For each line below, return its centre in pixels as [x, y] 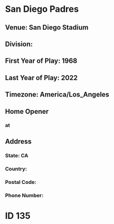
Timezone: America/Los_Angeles [57, 95]
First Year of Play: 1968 [41, 61]
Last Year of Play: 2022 [41, 78]
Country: [16, 169]
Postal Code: [21, 182]
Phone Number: [24, 195]
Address [18, 141]
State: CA [17, 155]
